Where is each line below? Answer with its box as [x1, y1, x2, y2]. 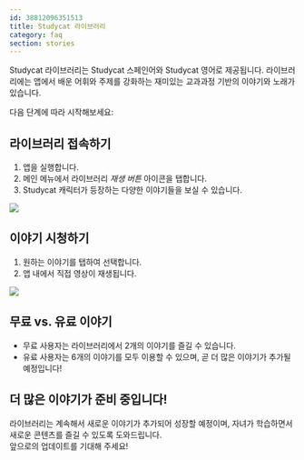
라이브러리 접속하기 [9, 135, 112, 151]
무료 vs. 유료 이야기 [9, 315, 113, 330]
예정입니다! [22, 363, 63, 374]
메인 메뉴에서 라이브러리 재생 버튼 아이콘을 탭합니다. [22, 174, 207, 185]
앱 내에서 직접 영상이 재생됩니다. [22, 267, 137, 278]
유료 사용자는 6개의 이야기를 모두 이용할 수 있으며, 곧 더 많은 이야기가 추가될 [22, 351, 291, 362]
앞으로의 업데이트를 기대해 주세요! [9, 440, 129, 451]
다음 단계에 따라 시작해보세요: [9, 106, 114, 118]
